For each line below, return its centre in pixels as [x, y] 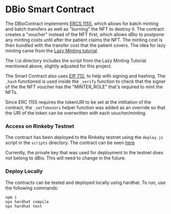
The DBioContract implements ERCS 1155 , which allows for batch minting [82, 23]
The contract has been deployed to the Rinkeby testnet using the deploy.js [84, 137]
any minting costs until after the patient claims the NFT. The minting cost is [84, 40]
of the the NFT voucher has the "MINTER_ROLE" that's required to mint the [84, 87]
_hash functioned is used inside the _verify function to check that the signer [86, 81]
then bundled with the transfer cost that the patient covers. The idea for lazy [86, 45]
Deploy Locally [24, 171]
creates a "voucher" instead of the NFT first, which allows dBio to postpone [85, 34]
